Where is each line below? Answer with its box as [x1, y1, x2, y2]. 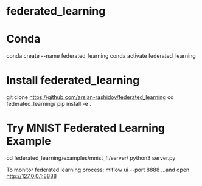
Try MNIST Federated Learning [6, 122, 165, 135]
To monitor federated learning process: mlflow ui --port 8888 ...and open [6, 166, 190, 173]
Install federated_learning [6, 74, 140, 88]
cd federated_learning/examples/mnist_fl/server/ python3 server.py [6, 154, 176, 162]
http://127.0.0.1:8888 [6, 173, 57, 180]
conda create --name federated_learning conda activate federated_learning [6, 52, 196, 60]
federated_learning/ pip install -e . [6, 100, 91, 108]
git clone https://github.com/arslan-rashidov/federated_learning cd [6, 94, 174, 101]
